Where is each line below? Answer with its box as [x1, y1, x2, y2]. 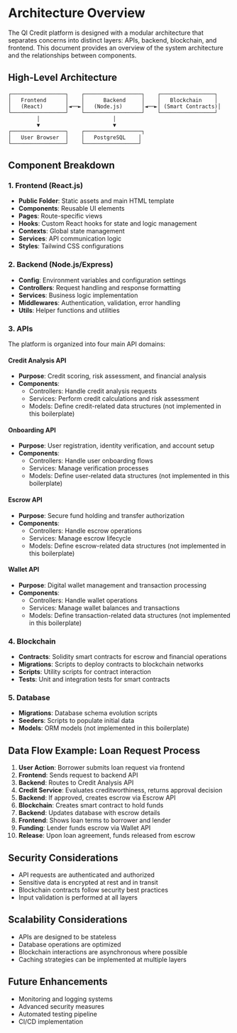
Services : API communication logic [18, 234, 122, 243]
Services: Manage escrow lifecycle [28, 534, 132, 542]
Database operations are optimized [18, 940, 121, 949]
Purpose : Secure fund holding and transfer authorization [18, 511, 185, 519]
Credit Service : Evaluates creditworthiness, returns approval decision [18, 786, 223, 795]
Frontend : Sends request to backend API [18, 771, 138, 780]
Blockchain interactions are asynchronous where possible [18, 947, 187, 956]
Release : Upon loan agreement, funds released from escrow [18, 832, 196, 840]
